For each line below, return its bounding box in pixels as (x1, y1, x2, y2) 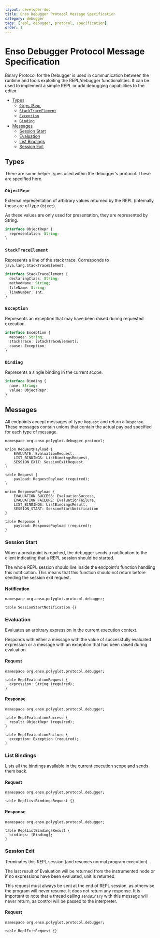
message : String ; (9, 334, 44, 340)
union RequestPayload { (5, 447, 53, 452)
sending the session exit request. (5, 575, 71, 580)
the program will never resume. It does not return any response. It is (5, 888, 141, 893)
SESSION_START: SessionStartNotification (14, 506, 98, 511)
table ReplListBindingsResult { (5, 828, 70, 833)
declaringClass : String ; (9, 276, 59, 281)
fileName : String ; (9, 285, 47, 290)
